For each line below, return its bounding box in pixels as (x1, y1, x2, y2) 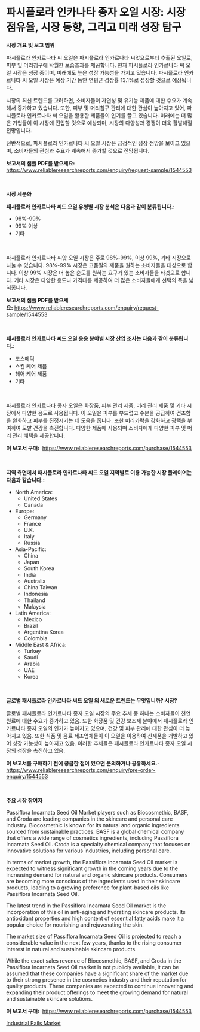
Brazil (23, 622, 38, 629)
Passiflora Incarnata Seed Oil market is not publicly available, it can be (6, 963, 179, 970)
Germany (23, 513, 47, 521)
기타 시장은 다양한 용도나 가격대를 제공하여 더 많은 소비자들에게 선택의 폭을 (14, 276, 188, 283)
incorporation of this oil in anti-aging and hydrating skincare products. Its (6, 908, 186, 915)
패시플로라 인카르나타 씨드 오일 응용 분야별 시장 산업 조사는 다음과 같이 (6, 335, 168, 342)
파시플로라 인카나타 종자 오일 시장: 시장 (6, 5, 186, 19)
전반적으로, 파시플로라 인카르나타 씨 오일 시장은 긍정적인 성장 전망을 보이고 (6, 139, 180, 147)
